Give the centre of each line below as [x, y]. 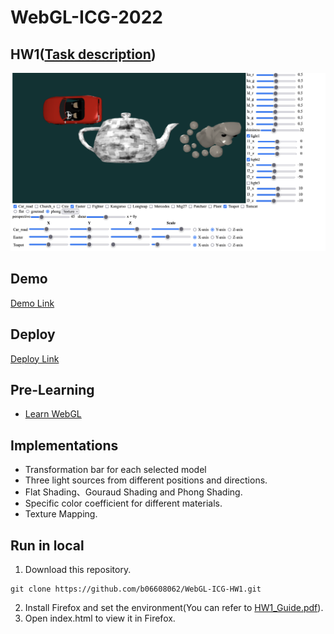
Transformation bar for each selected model [115, 470]
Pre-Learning [52, 389]
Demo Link [32, 303]
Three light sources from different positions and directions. [146, 480]
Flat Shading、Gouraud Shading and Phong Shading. [133, 492]
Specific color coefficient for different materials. [123, 503]
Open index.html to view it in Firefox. [100, 618]
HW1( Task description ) [83, 54]
